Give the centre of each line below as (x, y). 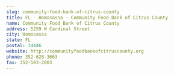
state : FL (19, 40)
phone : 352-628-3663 (32, 57)
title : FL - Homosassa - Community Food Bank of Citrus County (87, 18)
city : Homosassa (26, 34)
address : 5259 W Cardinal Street (48, 29)
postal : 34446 (24, 46)
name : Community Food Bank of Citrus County (63, 23)
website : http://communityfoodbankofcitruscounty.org (75, 51)
